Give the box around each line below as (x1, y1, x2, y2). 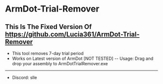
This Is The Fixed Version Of (5, 23, 92, 31)
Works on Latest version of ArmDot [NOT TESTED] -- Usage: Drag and (12, 56, 154, 61)
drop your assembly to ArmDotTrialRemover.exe (12, 61, 108, 66)
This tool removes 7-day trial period (12, 51, 84, 56)
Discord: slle (12, 75, 37, 80)
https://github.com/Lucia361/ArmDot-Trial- (5, 30, 140, 38)
